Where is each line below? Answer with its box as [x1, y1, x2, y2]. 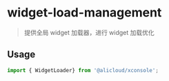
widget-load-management [7, 5, 162, 21]
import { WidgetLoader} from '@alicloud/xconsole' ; [7, 67, 159, 73]
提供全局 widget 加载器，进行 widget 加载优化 [23, 28, 155, 36]
